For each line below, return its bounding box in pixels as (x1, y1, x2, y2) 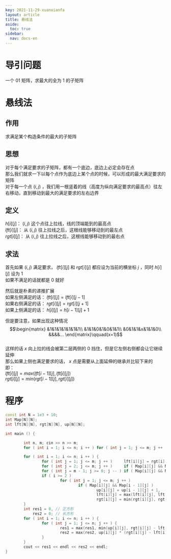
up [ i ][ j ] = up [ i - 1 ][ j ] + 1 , (96, 488, 161, 493)
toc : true (10, 27, 31, 32)
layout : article (5, 12, 40, 17)
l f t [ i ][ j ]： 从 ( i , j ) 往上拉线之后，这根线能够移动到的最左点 (5, 227, 123, 233)
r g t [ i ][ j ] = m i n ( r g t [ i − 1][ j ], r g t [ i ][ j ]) (5, 376, 75, 382)
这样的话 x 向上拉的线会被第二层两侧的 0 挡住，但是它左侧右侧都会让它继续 (5, 345, 163, 352)
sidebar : (5, 31, 24, 36)
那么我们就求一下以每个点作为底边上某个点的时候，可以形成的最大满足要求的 (5, 170, 166, 176)
